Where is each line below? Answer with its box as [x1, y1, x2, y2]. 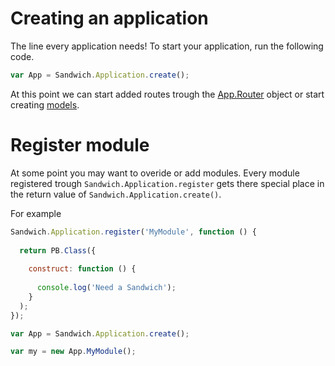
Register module [10, 134, 150, 156]
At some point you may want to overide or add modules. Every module [10, 167, 300, 179]
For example [10, 207, 62, 219]
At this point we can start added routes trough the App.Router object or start [10, 88, 325, 100]
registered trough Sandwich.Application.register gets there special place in [10, 177, 325, 189]
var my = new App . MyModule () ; [10, 347, 137, 357]
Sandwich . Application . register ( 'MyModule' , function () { [10, 227, 257, 237]
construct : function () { [28, 264, 137, 274]
